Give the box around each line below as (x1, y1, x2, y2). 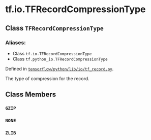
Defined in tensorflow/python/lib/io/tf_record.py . (5, 65, 114, 72)
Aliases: (5, 39, 26, 46)
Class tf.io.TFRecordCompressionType (12, 50, 92, 56)
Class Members (5, 90, 56, 99)
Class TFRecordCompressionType (5, 24, 104, 32)
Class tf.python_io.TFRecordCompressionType (12, 56, 108, 62)
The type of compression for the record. (5, 75, 90, 82)
